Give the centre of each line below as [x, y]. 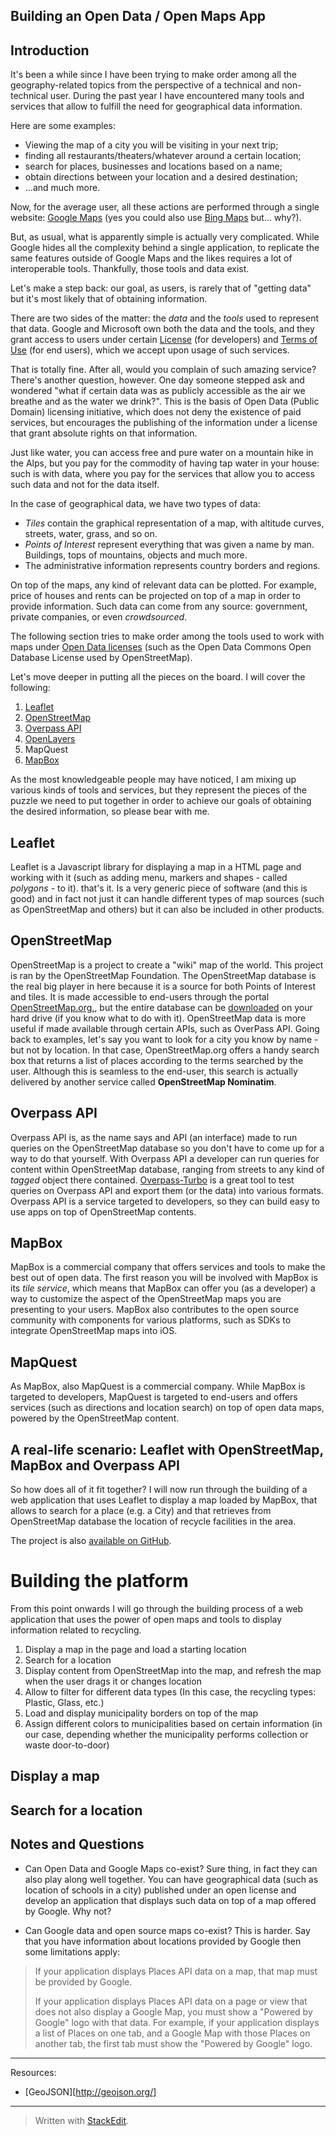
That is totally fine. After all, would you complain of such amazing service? [163, 370]
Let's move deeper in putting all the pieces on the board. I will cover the [158, 677]
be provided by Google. [83, 1981]
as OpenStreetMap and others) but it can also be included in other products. [167, 910]
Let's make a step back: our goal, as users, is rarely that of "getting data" [161, 288]
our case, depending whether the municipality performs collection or [166, 1735]
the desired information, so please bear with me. [110, 811]
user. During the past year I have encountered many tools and [177, 96]
